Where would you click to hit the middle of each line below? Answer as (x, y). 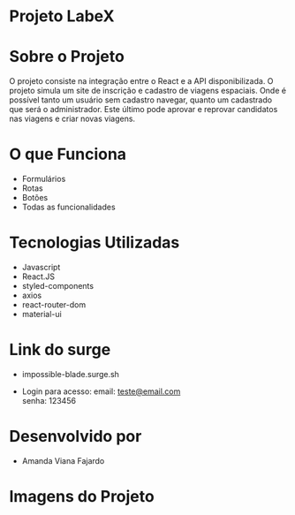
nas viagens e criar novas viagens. (72, 119)
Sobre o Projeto (67, 57)
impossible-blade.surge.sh (70, 374)
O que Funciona (68, 154)
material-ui (42, 314)
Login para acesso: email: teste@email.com (101, 391)
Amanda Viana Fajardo (63, 460)
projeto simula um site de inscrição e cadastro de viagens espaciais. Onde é (148, 91)
